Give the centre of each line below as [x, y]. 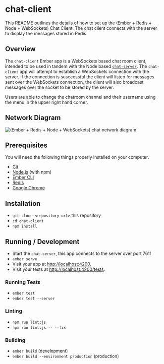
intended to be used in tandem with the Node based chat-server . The [76, 66]
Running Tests [23, 282]
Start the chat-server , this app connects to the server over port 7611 [82, 253]
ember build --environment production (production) [66, 356]
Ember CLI [23, 178]
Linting [14, 311]
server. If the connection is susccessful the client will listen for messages [80, 77]
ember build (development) [40, 351]
